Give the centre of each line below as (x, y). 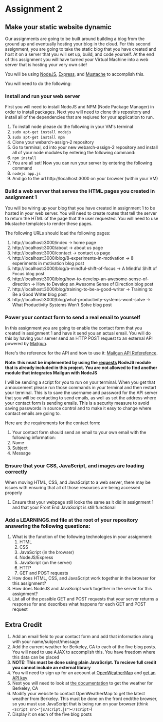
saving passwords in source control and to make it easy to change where (78, 408)
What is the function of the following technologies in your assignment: (82, 537)
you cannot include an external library (51, 668)
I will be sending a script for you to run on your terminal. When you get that (80, 382)
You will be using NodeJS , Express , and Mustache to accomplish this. (75, 74)
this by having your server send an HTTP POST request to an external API (79, 338)
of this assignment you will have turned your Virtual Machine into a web (77, 59)
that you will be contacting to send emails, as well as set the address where (81, 398)
